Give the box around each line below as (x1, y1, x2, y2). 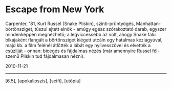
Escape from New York (5, 4, 104, 15)
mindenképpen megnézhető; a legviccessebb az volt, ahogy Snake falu (5, 31, 156, 37)
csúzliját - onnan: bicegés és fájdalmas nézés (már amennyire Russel (5, 48, 151, 54)
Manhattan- (136, 20, 161, 27)
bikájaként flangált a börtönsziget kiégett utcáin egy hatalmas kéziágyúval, (5, 37, 163, 43)
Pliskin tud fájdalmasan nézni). (20, 53, 85, 59)
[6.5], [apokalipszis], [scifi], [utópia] (5, 78, 81, 84)
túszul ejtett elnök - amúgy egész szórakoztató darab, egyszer (34, 26, 167, 32)
